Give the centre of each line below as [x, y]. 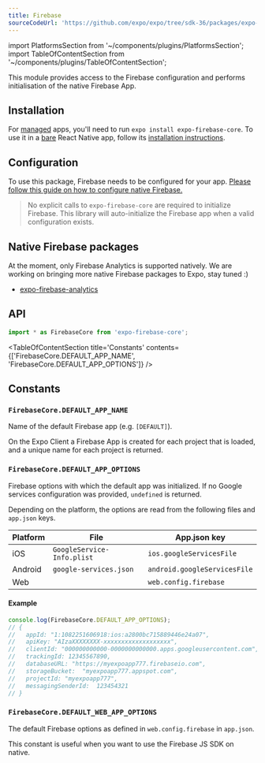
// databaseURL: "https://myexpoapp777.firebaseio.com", [107, 664]
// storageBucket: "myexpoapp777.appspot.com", [93, 671]
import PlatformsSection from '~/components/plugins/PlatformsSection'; [126, 45]
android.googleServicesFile [200, 569]
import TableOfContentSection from [66, 54]
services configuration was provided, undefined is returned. [105, 494]
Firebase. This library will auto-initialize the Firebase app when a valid [141, 214]
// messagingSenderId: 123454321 [68, 686]
